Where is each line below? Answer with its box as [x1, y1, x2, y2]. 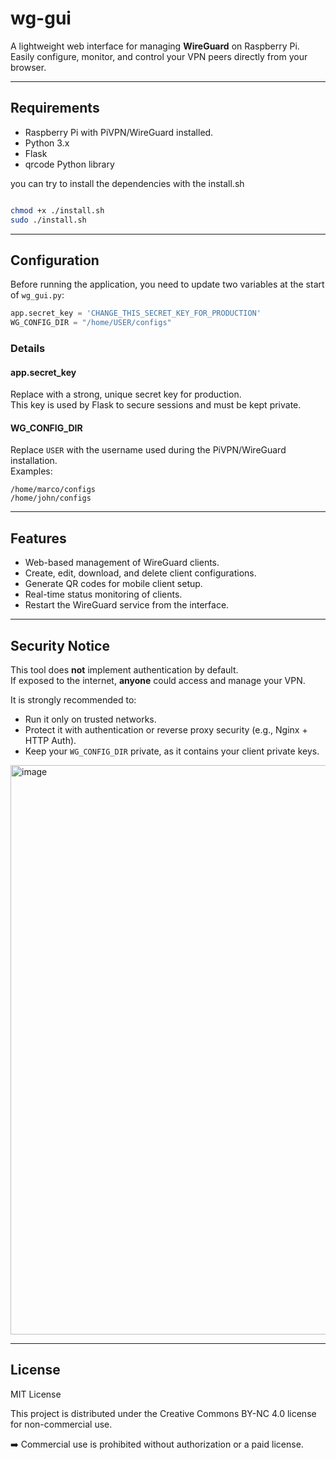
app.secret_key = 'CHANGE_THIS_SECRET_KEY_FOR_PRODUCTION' [10, 308, 262, 319]
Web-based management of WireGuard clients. [24, 557, 220, 569]
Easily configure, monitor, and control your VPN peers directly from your [10, 50, 308, 62]
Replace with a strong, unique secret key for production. [10, 388, 242, 401]
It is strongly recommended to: [10, 694, 137, 706]
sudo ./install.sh [10, 215, 87, 225]
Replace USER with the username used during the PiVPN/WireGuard [10, 444, 287, 456]
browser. [10, 61, 47, 73]
